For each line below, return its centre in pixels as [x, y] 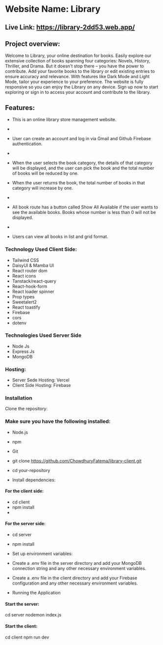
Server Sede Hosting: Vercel [41, 380]
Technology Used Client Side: [41, 249]
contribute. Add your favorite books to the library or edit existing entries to [80, 71]
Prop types [23, 296]
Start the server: [22, 604]
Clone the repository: [26, 409]
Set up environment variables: [42, 554]
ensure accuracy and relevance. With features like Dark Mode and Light [77, 77]
